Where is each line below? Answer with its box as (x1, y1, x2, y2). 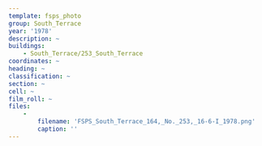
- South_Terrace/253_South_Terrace (23, 49, 144, 58)
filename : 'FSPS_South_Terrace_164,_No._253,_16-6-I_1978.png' (37, 118, 256, 126)
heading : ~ (8, 65, 45, 73)
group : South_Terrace (8, 19, 82, 28)
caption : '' (37, 125, 79, 133)
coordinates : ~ (8, 58, 60, 66)
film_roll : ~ (8, 95, 53, 103)
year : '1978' (8, 27, 53, 35)
